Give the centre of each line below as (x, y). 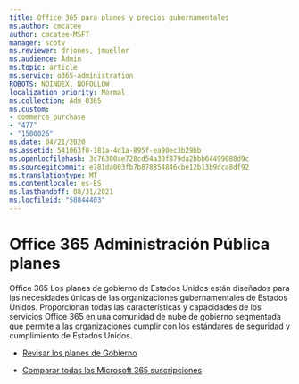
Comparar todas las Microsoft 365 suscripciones (112, 370)
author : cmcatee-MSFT (50, 34)
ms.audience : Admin (46, 59)
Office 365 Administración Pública (140, 244)
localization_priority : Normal (67, 92)
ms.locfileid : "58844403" (57, 200)
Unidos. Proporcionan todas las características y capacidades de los (135, 307)
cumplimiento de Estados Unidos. (71, 335)
